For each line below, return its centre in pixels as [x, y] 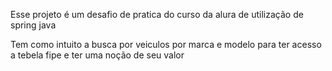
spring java [33, 25]
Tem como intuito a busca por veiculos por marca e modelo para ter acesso [166, 44]
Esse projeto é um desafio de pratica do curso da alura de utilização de [157, 14]
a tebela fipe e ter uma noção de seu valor [97, 55]
